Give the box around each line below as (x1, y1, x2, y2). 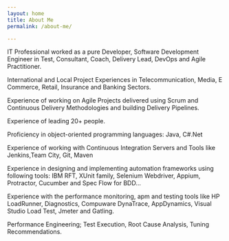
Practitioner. (7, 63, 42, 71)
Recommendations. (7, 228, 62, 236)
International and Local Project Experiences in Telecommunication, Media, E (7, 76, 223, 84)
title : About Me (7, 17, 54, 23)
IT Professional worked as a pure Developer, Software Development (7, 48, 199, 56)
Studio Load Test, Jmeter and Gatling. (7, 207, 115, 216)
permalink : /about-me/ (7, 23, 72, 30)
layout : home (7, 10, 45, 17)
